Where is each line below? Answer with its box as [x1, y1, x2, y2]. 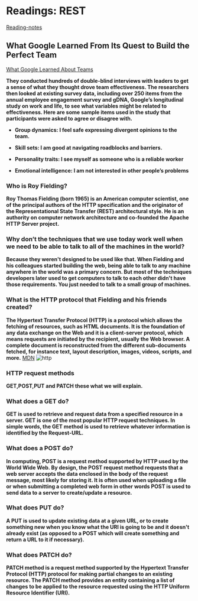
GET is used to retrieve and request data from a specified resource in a [6, 411, 183, 418]
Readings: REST [6, 4, 86, 18]
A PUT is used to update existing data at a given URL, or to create [6, 517, 169, 524]
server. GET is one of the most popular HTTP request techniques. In [6, 417, 176, 424]
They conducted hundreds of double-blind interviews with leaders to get [6, 77, 189, 84]
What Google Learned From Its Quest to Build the [6, 41, 190, 51]
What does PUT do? [6, 503, 64, 512]
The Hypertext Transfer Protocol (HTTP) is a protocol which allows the [6, 316, 183, 323]
